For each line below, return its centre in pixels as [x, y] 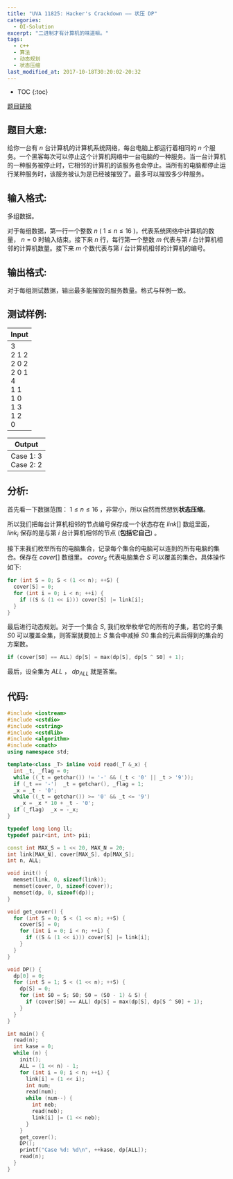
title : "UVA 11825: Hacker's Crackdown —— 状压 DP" [82, 14]
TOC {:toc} [33, 92]
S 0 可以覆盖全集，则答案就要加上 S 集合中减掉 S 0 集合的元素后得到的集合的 [115, 635]
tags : [15, 40]
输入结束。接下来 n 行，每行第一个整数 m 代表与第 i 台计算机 [130, 240]
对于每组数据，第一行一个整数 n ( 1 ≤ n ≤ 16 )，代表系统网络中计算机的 [108, 231]
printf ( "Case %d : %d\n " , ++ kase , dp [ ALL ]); [84, 1150]
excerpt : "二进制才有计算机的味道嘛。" [58, 33]
